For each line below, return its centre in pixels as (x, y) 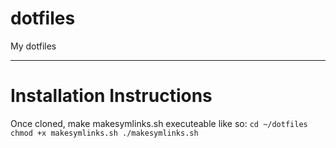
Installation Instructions (111, 96)
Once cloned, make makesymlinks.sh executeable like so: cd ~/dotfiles (159, 123)
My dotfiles (33, 46)
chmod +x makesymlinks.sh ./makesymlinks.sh (104, 133)
